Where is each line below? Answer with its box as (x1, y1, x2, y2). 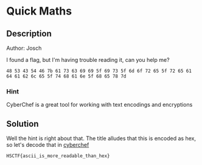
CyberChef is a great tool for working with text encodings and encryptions (6, 101, 193, 109)
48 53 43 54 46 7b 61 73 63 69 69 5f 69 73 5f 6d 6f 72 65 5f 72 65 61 (6, 68, 192, 74)
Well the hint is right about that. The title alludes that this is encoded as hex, (6, 135, 197, 142)
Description (6, 29, 52, 39)
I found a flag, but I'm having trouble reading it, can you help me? (6, 56, 170, 63)
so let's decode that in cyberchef (6, 141, 89, 149)
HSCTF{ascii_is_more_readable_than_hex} (6, 153, 111, 159)
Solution (6, 118, 39, 129)
